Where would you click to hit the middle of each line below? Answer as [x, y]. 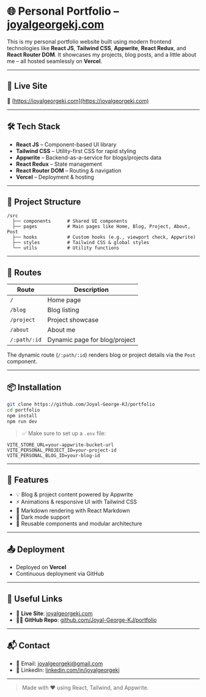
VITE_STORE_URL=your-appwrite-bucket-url [61, 445]
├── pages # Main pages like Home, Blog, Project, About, [101, 227]
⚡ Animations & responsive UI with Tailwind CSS [76, 502]
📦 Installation [34, 387]
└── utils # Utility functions [66, 248]
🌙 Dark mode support [43, 517]
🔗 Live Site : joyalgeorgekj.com [54, 613]
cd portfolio [24, 410]
